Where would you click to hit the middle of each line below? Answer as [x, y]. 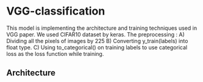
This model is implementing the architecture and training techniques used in [101, 28]
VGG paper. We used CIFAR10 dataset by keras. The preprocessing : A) [95, 34]
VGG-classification [56, 11]
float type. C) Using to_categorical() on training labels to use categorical [97, 47]
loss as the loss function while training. [55, 53]
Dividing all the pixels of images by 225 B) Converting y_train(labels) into [97, 41]
